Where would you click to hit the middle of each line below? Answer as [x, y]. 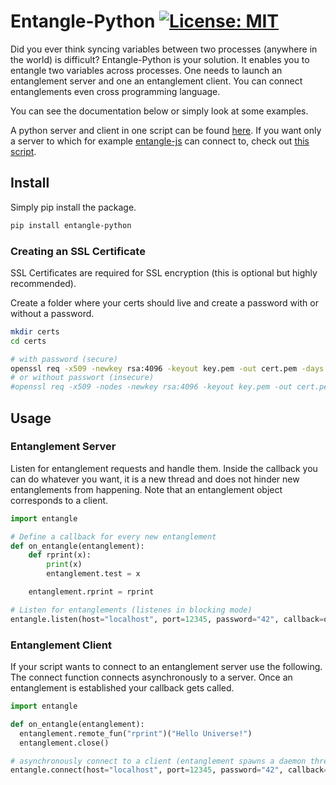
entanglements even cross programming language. [115, 91]
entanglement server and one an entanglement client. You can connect [156, 81]
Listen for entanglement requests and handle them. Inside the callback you [164, 468]
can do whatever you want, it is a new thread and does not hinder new [155, 479]
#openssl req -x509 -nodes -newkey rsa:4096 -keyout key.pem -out [151, 387]
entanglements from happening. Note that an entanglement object [146, 489]
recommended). [43, 283]
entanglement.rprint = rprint [91, 592]
